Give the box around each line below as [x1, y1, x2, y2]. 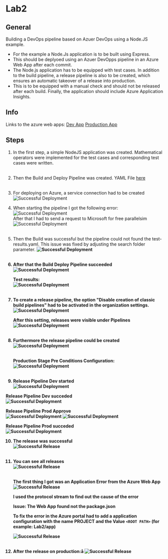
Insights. [12, 93, 31, 99]
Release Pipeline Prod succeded [5, 423, 74, 429]
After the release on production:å [12, 548, 84, 554]
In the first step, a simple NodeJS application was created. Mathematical [12, 149, 162, 155]
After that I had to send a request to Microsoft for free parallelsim [12, 215, 147, 221]
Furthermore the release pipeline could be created [12, 337, 119, 343]
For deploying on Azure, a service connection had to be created [12, 189, 144, 195]
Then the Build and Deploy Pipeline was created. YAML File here [12, 174, 145, 180]
